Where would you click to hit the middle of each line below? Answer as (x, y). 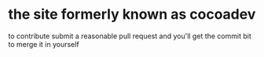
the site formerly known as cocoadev (132, 14)
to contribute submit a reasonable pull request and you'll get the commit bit (130, 36)
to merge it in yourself (44, 44)
